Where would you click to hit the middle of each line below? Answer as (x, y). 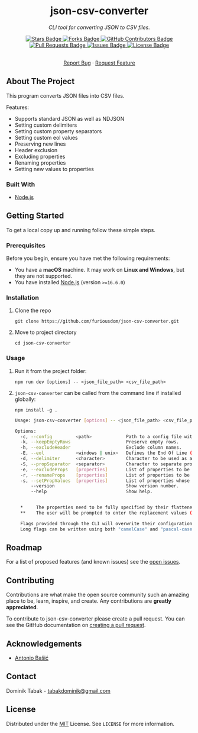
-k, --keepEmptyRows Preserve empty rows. (100, 442)
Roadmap (24, 548)
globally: (25, 399)
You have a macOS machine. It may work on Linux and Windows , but (99, 270)
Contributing (30, 581)
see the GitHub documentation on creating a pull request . (76, 625)
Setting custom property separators (58, 131)
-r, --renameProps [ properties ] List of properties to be (105, 475)
